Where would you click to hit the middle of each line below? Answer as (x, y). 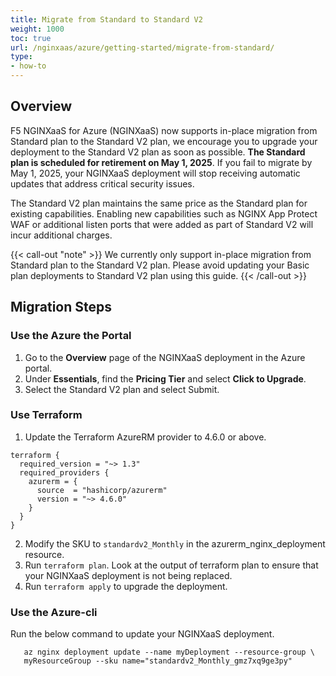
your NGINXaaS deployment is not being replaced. (128, 575)
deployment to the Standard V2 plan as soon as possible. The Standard (158, 152)
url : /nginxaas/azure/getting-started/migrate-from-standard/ (142, 47)
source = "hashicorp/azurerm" (102, 490)
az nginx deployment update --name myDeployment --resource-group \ (169, 652)
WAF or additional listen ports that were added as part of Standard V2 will (162, 224)
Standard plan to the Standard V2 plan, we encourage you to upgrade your (164, 141)
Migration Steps (61, 307)
